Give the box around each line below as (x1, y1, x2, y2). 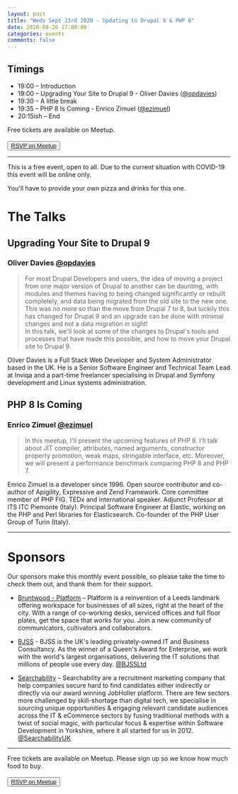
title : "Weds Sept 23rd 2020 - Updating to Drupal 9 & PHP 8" (7, 17, 195, 24)
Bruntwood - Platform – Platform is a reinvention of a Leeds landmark (17, 594, 220, 602)
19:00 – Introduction (17, 81, 76, 90)
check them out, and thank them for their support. (7, 580, 154, 589)
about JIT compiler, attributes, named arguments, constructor (24, 443, 205, 452)
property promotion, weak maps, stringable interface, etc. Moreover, (24, 451, 225, 460)
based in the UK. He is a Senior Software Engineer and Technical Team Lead (7, 363, 231, 372)
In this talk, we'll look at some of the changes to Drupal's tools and (24, 327, 219, 335)
